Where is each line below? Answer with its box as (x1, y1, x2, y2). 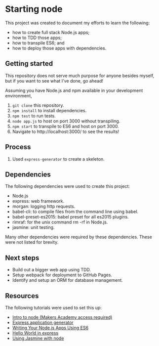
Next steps (5, 254, 40, 262)
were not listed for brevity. (5, 239, 59, 245)
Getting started (5, 59, 53, 68)
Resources (5, 292, 39, 300)
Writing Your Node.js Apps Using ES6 (12, 325, 89, 331)
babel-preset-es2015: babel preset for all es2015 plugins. (12, 214, 129, 220)
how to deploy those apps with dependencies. (12, 45, 107, 51)
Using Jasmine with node (12, 335, 64, 341)
